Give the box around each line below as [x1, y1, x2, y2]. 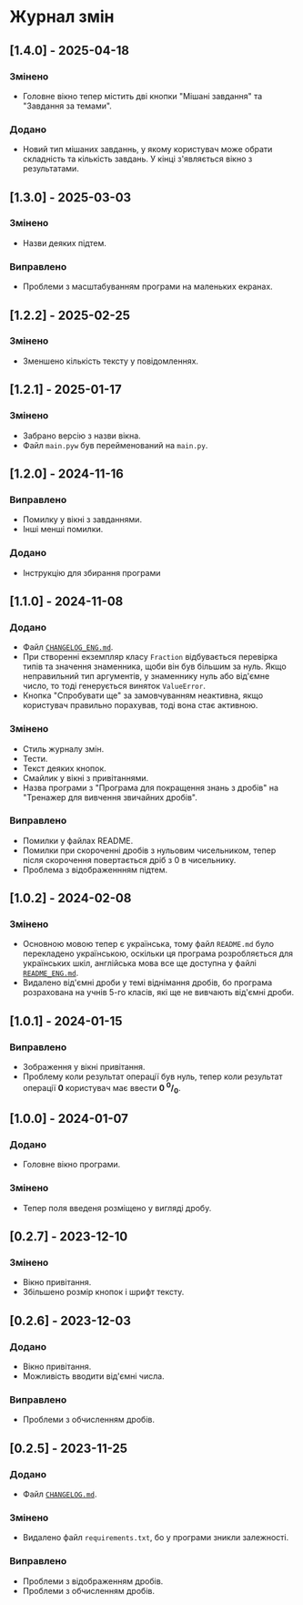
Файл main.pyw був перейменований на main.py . [22, 439, 208, 450]
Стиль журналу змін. [22, 743, 105, 754]
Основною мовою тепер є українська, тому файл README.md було [22, 939, 275, 950]
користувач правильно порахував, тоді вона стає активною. [22, 700, 258, 711]
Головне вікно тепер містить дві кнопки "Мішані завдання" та [22, 90, 263, 101]
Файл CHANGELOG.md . [22, 1488, 97, 1499]
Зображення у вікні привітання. [22, 1062, 146, 1073]
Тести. [22, 753, 48, 764]
